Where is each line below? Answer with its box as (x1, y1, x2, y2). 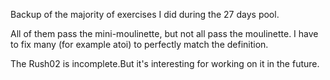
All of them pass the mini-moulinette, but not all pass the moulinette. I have (10, 28, 319, 39)
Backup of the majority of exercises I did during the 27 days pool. (10, 9, 280, 20)
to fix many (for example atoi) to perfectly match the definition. (10, 39, 269, 50)
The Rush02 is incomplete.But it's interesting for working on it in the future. (10, 58, 320, 69)
